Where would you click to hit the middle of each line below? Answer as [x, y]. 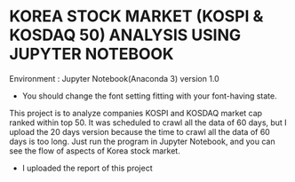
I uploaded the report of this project [87, 168]
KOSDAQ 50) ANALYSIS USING [125, 35]
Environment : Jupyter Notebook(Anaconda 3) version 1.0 [114, 78]
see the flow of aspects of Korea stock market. [95, 150]
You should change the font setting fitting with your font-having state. [149, 96]
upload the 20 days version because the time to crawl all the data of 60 [140, 131]
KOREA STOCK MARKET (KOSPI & [136, 16]
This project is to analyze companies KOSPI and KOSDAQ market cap [136, 113]
